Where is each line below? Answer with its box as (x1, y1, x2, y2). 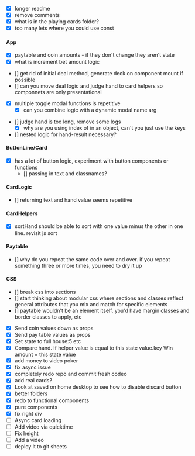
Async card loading (14, 416, 62, 423)
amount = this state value (14, 351, 76, 358)
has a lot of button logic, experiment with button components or (14, 157, 169, 164)
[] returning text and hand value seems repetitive (14, 196, 133, 203)
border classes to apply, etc (14, 313, 82, 320)
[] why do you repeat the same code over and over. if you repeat (14, 255, 170, 262)
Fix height (14, 430, 39, 437)
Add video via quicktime (14, 423, 73, 430)
